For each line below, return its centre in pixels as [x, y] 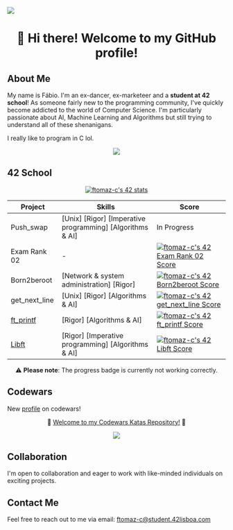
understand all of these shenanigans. [60, 125]
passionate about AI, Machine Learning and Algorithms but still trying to [110, 117]
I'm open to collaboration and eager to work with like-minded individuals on [115, 473]
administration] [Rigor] [98, 284]
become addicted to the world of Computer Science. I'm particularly [105, 110]
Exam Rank [29, 251]
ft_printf [24, 320]
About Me [29, 79]
